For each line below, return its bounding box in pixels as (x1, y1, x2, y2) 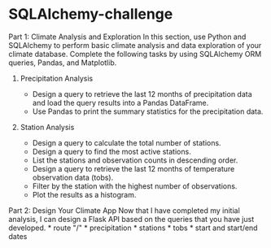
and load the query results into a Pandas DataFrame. (32, 98, 209, 107)
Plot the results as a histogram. (32, 189, 137, 199)
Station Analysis (20, 122, 75, 132)
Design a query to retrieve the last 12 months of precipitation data (32, 89, 252, 98)
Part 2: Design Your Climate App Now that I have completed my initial (8, 205, 240, 215)
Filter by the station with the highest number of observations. (32, 181, 238, 191)
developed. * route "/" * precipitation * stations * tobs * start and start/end (8, 223, 258, 233)
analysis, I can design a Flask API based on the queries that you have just (8, 214, 255, 224)
